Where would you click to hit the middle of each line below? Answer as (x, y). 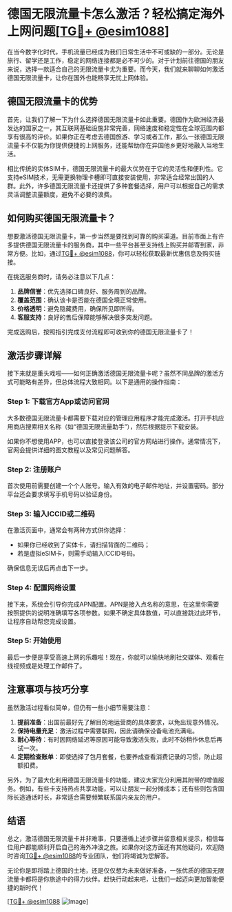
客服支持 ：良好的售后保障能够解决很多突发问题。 (86, 317)
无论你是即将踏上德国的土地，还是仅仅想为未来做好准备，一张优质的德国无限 (116, 871)
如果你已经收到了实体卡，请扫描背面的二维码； (83, 545)
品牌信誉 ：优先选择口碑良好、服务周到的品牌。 (83, 291)
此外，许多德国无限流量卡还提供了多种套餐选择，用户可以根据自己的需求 (122, 185)
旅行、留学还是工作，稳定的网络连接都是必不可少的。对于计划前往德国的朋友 (116, 60)
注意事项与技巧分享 (48, 690)
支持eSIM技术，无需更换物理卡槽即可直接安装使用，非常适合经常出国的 (108, 177)
